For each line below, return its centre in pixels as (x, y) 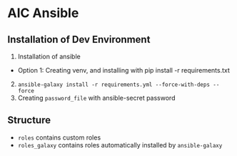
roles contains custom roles (59, 137)
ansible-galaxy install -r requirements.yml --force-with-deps (114, 85)
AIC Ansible (43, 13)
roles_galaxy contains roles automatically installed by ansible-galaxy (120, 145)
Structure (29, 120)
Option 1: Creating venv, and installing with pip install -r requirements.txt (124, 70)
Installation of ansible (49, 56)
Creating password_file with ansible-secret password (96, 98)
